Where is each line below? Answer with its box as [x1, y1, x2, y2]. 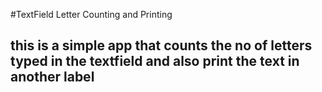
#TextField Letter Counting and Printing [10, 9, 173, 20]
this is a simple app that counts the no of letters [10, 37, 313, 54]
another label [10, 69, 95, 86]
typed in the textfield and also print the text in [10, 53, 300, 70]
